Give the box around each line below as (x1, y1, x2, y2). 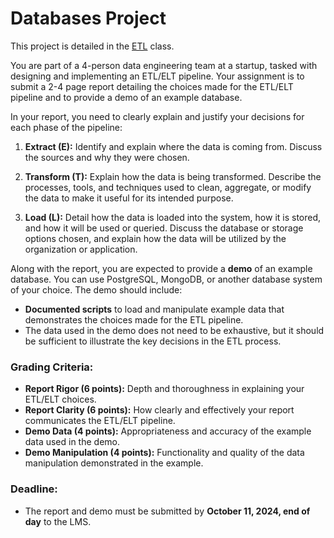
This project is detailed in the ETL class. (10, 40, 175, 52)
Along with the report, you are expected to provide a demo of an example (10, 262, 313, 274)
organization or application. (24, 243, 138, 255)
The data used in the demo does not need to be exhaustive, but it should (24, 324, 325, 336)
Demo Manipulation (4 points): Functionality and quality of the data (24, 447, 305, 459)
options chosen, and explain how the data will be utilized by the (24, 232, 287, 244)
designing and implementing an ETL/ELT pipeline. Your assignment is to (10, 70, 305, 82)
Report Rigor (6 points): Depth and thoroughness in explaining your (24, 383, 305, 395)
